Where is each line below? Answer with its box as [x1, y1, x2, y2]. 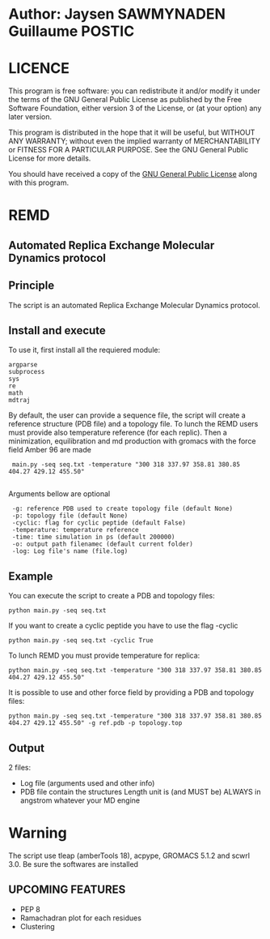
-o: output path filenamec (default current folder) [11, 540, 194, 548]
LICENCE [8, 59, 70, 78]
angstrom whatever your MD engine [19, 795, 141, 805]
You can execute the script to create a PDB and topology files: [8, 591, 216, 601]
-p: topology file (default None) [11, 512, 129, 520]
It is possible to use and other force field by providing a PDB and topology [8, 688, 255, 697]
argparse [8, 361, 38, 369]
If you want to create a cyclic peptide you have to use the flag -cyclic [8, 621, 238, 631]
